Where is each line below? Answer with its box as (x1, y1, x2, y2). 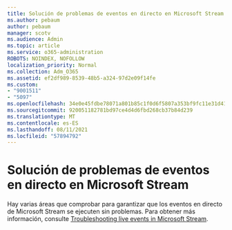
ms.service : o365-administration (7, 49, 104, 56)
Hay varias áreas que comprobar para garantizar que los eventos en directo (7, 200, 223, 209)
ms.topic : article (7, 42, 60, 49)
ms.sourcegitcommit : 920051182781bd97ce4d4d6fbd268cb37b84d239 (7, 107, 193, 114)
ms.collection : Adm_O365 (7, 68, 79, 75)
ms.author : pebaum (7, 17, 60, 24)
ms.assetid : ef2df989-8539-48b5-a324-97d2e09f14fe (7, 74, 156, 82)
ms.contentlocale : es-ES (7, 119, 79, 127)
